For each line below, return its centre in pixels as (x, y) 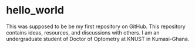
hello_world (35, 10)
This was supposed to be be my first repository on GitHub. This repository (96, 26)
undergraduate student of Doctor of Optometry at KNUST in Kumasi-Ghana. (98, 39)
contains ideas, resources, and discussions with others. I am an (83, 32)
